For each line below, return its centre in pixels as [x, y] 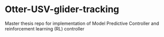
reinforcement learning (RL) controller [45, 28]
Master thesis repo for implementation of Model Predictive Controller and [82, 23]
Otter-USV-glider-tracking [62, 9]
